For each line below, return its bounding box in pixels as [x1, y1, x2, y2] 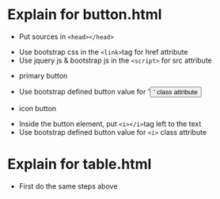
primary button [18, 71, 68, 80]
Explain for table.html [7, 155, 152, 174]
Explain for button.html [7, 6, 162, 24]
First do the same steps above [18, 181, 118, 191]
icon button [18, 103, 57, 113]
